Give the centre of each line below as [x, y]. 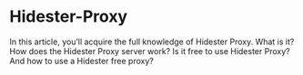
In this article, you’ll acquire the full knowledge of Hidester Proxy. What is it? [152, 42]
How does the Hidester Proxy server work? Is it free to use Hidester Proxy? [150, 51]
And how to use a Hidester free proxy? [82, 61]
